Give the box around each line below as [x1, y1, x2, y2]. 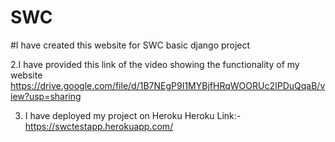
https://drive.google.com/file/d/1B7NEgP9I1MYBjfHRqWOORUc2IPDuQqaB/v [10, 79, 326, 91]
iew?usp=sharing [10, 90, 82, 102]
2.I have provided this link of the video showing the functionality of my [10, 58, 300, 70]
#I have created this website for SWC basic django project [10, 39, 251, 51]
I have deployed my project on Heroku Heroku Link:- [24, 109, 242, 121]
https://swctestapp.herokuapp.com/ [24, 120, 174, 132]
